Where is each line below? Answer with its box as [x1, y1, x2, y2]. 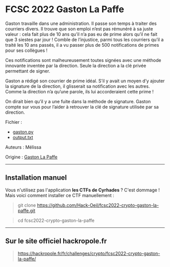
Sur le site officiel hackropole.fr [5, 237, 107, 246]
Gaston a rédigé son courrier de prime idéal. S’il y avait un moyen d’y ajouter [5, 78, 165, 84]
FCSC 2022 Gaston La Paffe [5, 4, 124, 15]
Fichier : [5, 119, 22, 125]
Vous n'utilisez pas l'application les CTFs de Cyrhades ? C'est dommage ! [5, 187, 160, 193]
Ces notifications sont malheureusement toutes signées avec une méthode [5, 57, 161, 63]
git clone [17, 202, 36, 208]
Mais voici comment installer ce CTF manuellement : [5, 192, 115, 198]
